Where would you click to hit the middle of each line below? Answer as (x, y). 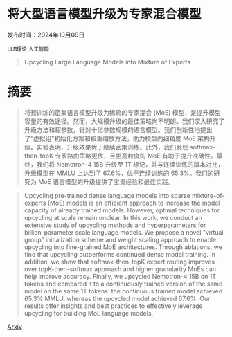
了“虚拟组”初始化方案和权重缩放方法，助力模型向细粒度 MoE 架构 (117, 138)
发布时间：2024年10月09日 (46, 35)
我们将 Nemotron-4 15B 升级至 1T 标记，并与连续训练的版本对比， (130, 164)
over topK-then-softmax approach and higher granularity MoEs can (120, 269)
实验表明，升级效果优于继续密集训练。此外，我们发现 (112, 147)
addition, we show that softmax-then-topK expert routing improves (119, 262)
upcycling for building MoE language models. (89, 313)
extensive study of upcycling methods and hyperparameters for (115, 225)
